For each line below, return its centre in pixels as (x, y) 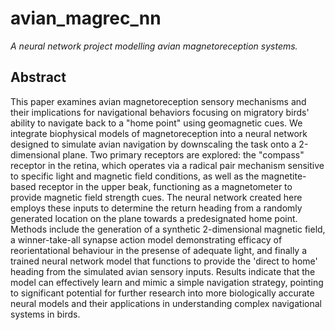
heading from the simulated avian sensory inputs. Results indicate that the (163, 271)
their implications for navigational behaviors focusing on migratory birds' (160, 112)
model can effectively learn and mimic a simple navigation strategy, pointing (167, 282)
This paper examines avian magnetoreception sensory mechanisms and (158, 101)
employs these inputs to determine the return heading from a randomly (156, 208)
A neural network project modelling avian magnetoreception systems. (154, 46)
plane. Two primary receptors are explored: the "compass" (183, 154)
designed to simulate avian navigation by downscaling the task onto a (153, 144)
